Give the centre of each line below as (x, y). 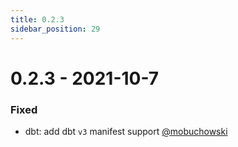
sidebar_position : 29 (55, 29)
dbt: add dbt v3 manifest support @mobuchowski (126, 131)
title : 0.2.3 (37, 19)
